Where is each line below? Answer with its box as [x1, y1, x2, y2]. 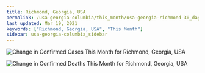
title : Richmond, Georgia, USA [6, 9, 86, 15]
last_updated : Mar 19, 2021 [6, 20, 78, 26]
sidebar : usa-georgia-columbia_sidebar [6, 32, 108, 38]
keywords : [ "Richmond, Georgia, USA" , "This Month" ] [6, 26, 143, 32]
